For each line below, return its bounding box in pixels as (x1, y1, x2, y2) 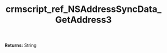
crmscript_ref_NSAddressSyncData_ (5, 3, 162, 15)
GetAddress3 (55, 14, 112, 25)
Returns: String (4, 42, 37, 48)
